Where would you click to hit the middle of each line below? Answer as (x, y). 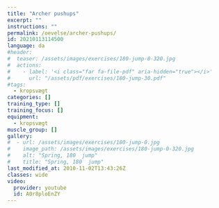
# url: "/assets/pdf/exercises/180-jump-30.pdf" (87, 78)
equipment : (23, 116)
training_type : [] (34, 104)
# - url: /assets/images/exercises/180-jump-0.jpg (83, 143)
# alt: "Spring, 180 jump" (52, 156)
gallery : (20, 136)
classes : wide (28, 175)
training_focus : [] (35, 110)
